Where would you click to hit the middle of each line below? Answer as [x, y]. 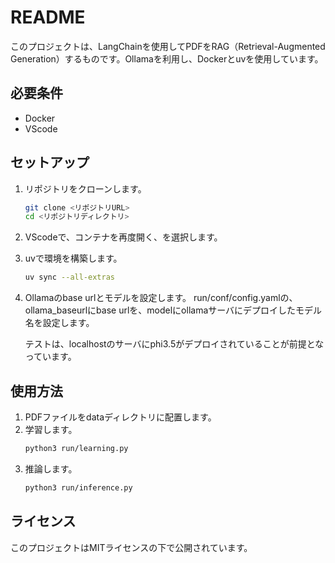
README [48, 17]
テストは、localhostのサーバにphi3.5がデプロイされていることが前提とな [174, 344]
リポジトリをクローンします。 [85, 188]
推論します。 [51, 468]
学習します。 [51, 429]
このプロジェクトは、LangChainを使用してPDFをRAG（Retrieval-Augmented [168, 46]
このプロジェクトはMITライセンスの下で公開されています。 [131, 547]
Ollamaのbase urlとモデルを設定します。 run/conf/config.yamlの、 [161, 298]
